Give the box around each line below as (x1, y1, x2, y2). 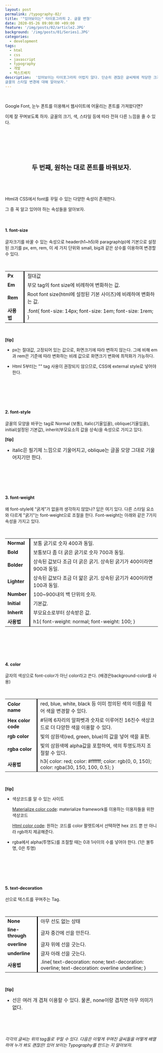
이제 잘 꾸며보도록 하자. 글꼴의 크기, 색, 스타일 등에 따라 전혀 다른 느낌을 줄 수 (5, 113, 151, 119)
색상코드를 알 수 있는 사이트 (12, 796, 65, 802)
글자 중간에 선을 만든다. (40, 930, 91, 937)
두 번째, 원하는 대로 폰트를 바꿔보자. (31, 164, 132, 172)
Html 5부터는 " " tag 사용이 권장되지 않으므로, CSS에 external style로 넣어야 (12, 363, 157, 369)
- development (9, 39, 38, 44)
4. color (5, 661, 21, 667)
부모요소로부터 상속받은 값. (33, 609, 91, 616)
